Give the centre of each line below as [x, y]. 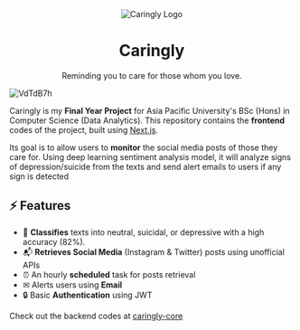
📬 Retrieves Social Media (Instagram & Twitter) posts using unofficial [153, 251]
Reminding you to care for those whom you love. [152, 75]
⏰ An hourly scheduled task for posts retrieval [109, 274]
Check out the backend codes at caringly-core [96, 316]
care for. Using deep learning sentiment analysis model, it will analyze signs [150, 156]
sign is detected [39, 176]
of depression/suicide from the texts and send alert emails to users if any [145, 166]
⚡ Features [40, 206]
